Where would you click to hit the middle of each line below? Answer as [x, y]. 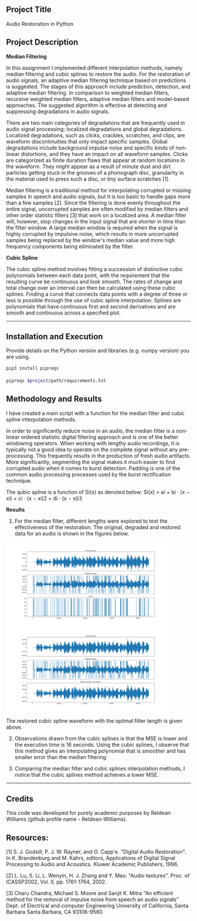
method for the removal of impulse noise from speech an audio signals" [93, 899]
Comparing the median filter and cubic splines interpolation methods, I [100, 768]
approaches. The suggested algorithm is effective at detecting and [86, 105]
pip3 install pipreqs [33, 368]
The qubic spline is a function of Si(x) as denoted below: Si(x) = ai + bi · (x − [98, 492]
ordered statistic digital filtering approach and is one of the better [100, 437]
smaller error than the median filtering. [61, 757]
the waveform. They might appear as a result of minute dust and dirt [89, 166]
